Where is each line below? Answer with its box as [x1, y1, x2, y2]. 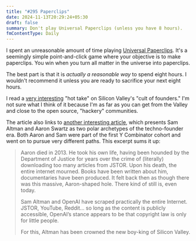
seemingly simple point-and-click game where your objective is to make [6, 53, 181, 60]
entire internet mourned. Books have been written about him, [20, 168, 169, 175]
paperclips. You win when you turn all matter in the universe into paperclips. [6, 60, 190, 67]
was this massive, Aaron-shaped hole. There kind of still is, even [20, 181, 177, 188]
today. [20, 187, 36, 194]
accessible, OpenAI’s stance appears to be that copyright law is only [20, 211, 187, 218]
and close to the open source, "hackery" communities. [6, 108, 138, 115]
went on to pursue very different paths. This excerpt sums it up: [6, 138, 161, 145]
